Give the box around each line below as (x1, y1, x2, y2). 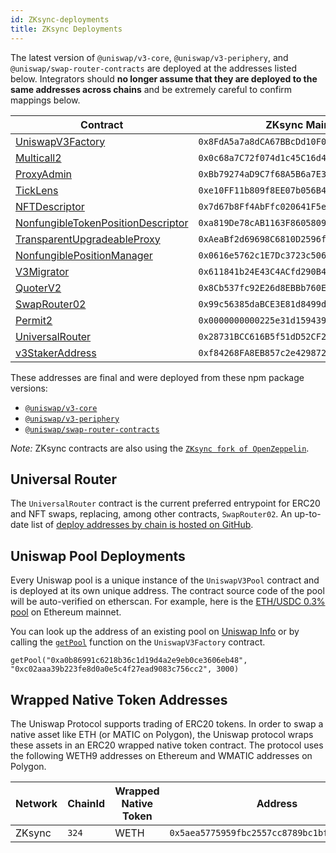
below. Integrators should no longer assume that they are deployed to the (10, 72, 318, 85)
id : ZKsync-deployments (10, 14, 110, 25)
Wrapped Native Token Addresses (10, 691, 228, 708)
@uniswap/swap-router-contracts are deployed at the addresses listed (10, 62, 297, 74)
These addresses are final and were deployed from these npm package (10, 371, 305, 383)
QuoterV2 (15, 281, 62, 295)
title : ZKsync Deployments (10, 24, 123, 34)
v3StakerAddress (15, 346, 97, 360)
